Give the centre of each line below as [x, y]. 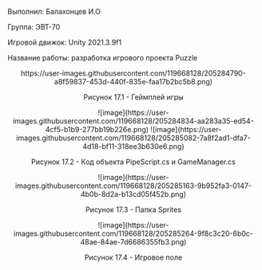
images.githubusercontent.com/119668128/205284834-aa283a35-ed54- [133, 121]
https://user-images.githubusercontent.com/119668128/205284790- [133, 73]
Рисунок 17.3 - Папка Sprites [133, 209]
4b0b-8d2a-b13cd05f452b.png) [133, 194]
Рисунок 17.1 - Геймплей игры [133, 97]
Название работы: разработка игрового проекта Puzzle [103, 58]
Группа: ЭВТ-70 [34, 27]
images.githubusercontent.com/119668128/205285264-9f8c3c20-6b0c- [133, 233]
